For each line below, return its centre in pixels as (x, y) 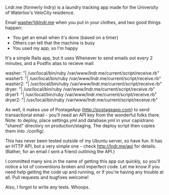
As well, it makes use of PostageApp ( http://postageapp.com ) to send (77, 110)
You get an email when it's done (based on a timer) (65, 38)
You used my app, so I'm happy (45, 48)
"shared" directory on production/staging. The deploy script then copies (80, 126)
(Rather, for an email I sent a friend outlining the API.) (60, 151)
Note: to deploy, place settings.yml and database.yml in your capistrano (80, 120)
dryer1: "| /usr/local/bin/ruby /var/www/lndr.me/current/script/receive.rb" (81, 94)
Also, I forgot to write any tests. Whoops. (48, 187)
